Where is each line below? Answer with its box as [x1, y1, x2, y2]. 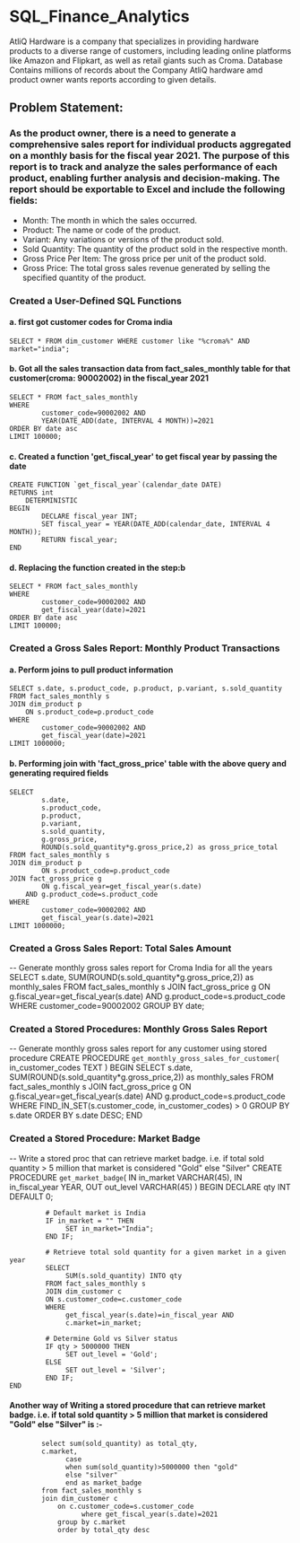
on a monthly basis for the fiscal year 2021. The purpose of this [9, 150, 290, 162]
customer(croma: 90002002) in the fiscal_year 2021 [9, 373, 209, 383]
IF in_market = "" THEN [45, 1216, 134, 1225]
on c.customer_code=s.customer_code [56, 1502, 194, 1511]
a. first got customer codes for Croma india [9, 317, 173, 328]
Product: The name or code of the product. [21, 224, 182, 235]
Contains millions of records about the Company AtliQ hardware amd [9, 65, 263, 75]
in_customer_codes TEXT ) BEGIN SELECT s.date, [9, 1062, 193, 1074]
